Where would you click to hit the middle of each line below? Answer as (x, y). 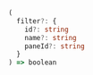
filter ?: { (37, 21)
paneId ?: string (55, 46)
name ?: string (51, 37)
